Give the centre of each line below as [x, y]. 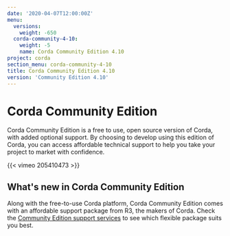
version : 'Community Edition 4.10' [58, 77]
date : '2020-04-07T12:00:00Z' [50, 13]
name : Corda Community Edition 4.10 [72, 52]
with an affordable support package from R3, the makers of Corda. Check [111, 211]
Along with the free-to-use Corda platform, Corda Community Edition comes [115, 204]
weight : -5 [35, 45]
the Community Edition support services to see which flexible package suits [114, 218]
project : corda [29, 58]
